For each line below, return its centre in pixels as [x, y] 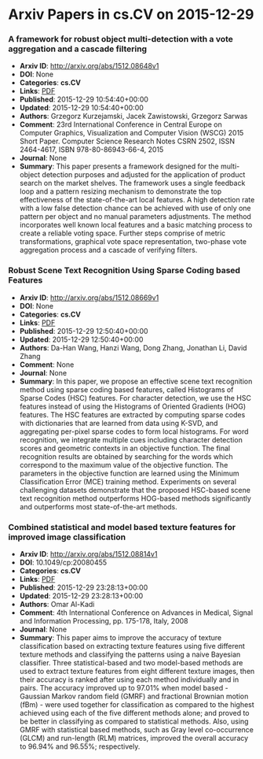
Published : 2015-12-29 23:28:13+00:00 [84, 587]
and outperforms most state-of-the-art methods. [99, 506]
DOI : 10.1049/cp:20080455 [63, 563]
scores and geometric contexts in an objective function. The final [124, 448]
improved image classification [67, 537]
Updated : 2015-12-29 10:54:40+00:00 [81, 108]
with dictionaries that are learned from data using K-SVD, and [119, 423]
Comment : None [47, 365]
